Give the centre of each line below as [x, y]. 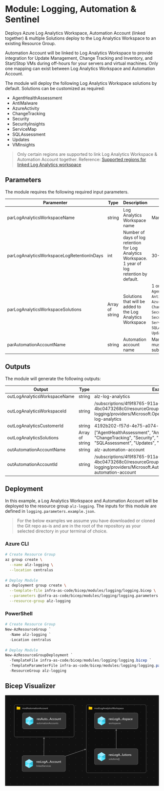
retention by [135, 274]
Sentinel [22, 19]
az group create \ [24, 560]
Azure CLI [17, 544]
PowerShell [19, 613]
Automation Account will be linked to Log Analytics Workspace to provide [79, 53]
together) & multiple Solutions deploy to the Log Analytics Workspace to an [81, 38]
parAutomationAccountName [36, 345]
